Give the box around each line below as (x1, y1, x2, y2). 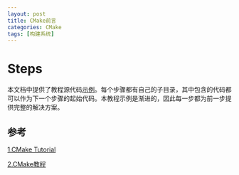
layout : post (7, 10, 46, 18)
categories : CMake (7, 23, 62, 31)
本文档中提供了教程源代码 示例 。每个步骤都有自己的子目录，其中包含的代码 (7, 85, 225, 94)
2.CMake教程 (7, 160, 46, 168)
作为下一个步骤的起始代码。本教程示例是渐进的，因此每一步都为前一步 (19, 94, 225, 103)
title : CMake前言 (7, 17, 57, 24)
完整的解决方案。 (13, 103, 64, 112)
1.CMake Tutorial (7, 145, 56, 154)
